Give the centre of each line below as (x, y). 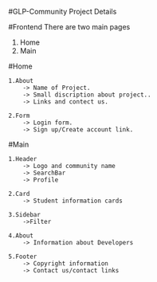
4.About (21, 236)
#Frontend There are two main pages (69, 27)
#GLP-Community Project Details (63, 12)
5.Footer (23, 257)
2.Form (19, 116)
